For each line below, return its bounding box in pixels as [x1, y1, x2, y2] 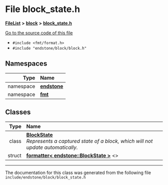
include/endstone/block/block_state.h [5, 174, 86, 180]
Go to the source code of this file [5, 30, 73, 36]
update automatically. [26, 144, 78, 151]
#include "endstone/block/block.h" [12, 46, 87, 51]
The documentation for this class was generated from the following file [5, 169, 151, 175]
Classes [5, 108, 31, 116]
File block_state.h [5, 4, 80, 15]
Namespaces [5, 59, 47, 68]
